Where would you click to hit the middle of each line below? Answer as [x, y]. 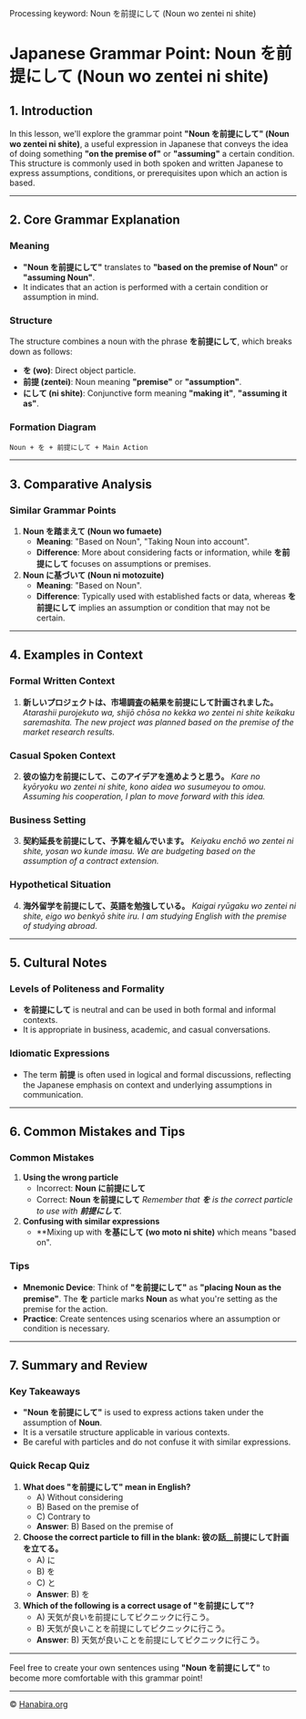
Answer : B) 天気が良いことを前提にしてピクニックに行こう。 [150, 1640]
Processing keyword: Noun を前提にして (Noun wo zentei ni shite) [133, 13]
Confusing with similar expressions [91, 1222]
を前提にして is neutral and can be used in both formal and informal [149, 1010]
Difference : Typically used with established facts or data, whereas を [166, 596]
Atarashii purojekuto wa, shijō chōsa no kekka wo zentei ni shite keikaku [158, 712]
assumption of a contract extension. [91, 861]
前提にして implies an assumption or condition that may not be [153, 607]
